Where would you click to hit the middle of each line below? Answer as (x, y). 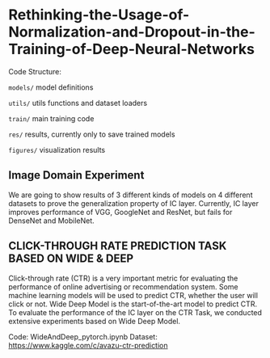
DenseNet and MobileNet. (51, 221)
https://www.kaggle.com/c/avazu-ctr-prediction (88, 345)
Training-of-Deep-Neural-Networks (131, 49)
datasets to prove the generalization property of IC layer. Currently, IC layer (133, 203)
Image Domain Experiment (76, 175)
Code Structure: (35, 71)
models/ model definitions (51, 87)
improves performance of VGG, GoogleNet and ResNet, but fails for (120, 212)
